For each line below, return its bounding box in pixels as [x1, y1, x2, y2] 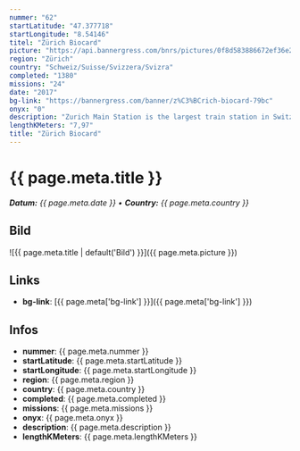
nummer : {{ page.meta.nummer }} [21, 346, 149, 357]
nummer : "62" [9, 13, 58, 22]
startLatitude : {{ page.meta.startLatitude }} [21, 355, 183, 366]
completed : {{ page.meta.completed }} [21, 394, 167, 405]
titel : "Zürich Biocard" [9, 38, 102, 47]
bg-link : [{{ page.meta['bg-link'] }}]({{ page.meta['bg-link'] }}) [21, 296, 253, 307]
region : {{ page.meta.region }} [21, 374, 135, 385]
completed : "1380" [9, 71, 78, 80]
